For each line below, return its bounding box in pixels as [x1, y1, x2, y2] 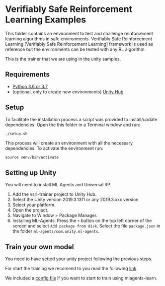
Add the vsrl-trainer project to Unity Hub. [12, 191, 97, 197]
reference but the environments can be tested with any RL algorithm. [5, 46, 146, 52]
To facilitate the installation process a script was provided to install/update [5, 116, 158, 122]
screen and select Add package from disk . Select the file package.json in [12, 223, 161, 229]
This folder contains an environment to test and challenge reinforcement [5, 30, 153, 36]
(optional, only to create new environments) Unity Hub [12, 88, 124, 95]
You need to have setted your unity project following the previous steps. [5, 256, 153, 262]
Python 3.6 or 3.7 [12, 83, 48, 89]
